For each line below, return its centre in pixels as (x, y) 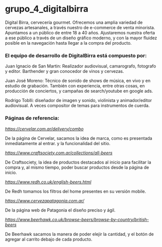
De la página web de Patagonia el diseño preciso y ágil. (60, 210)
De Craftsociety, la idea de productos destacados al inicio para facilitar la (78, 162)
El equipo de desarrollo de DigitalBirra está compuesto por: (76, 55)
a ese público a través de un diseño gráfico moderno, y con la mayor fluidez (81, 38)
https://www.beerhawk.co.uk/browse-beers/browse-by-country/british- (77, 219)
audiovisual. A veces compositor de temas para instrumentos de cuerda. (77, 106)
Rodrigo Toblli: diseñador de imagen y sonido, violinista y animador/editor (79, 100)
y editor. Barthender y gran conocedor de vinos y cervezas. (65, 71)
